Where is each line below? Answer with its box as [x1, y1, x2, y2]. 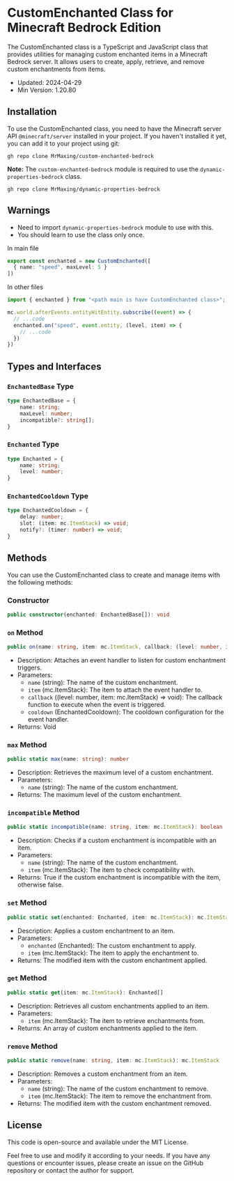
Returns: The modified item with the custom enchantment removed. [17, 1099, 212, 1107]
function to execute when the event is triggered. [27, 701, 166, 708]
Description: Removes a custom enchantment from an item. [17, 1070, 188, 1078]
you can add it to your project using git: [7, 139, 120, 148]
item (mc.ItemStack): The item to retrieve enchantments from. [27, 1016, 205, 1024]
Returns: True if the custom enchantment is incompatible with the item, [17, 873, 221, 882]
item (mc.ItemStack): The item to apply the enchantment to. [27, 949, 199, 957]
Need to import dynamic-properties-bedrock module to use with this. [17, 223, 214, 231]
